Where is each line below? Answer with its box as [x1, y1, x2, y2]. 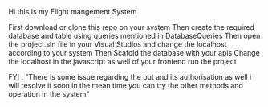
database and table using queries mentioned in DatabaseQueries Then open [8, 31, 261, 40]
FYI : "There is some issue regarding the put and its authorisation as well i [8, 72, 252, 81]
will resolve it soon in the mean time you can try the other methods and [8, 80, 243, 90]
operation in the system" [8, 89, 90, 99]
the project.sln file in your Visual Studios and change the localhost [8, 39, 227, 49]
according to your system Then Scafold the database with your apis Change [8, 48, 261, 57]
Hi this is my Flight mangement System [8, 7, 137, 16]
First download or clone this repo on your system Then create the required [8, 23, 255, 31]
